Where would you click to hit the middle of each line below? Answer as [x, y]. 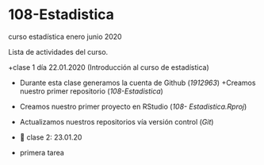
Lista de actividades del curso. [58, 52]
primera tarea [42, 152]
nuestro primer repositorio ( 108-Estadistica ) [92, 91]
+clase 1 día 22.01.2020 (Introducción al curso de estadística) [109, 67]
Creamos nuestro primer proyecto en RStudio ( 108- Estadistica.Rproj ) [133, 106]
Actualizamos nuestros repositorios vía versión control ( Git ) [117, 121]
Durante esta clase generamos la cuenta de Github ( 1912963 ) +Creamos [138, 82]
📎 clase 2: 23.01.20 [51, 137]
